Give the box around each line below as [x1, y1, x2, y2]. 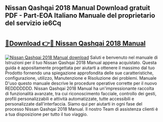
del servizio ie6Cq [5, 19, 62, 27]
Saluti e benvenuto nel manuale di [90, 54, 158, 60]
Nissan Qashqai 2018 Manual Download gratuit [5, 4, 150, 12]
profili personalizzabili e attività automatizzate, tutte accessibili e [5, 96, 135, 102]
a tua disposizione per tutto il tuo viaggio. [5, 111, 88, 117]
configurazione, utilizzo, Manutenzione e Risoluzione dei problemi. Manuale [5, 75, 157, 81]
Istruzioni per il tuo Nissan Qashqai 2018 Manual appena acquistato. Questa [5, 60, 157, 65]
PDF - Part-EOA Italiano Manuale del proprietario [5, 12, 156, 20]
